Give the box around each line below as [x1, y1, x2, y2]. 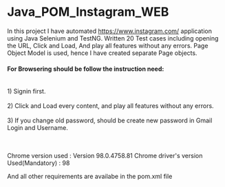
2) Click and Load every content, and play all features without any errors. [7, 102, 215, 110]
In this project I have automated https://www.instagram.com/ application [7, 27, 212, 35]
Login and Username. [7, 124, 69, 132]
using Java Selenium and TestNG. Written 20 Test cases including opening [7, 34, 219, 42]
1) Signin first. [7, 87, 46, 96]
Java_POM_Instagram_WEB [7, 4, 169, 20]
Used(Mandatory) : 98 [7, 159, 70, 167]
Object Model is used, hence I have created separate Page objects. [7, 49, 197, 57]
